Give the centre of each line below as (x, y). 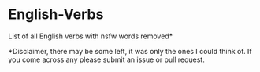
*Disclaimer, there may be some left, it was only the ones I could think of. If (130, 51)
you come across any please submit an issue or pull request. (106, 59)
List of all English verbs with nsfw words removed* (91, 36)
